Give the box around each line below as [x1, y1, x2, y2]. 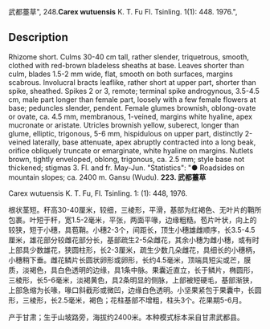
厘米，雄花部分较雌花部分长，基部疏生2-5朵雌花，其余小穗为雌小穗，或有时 [8, 235, 260, 245]
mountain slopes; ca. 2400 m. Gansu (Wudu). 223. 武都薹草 [8, 172, 207, 182]
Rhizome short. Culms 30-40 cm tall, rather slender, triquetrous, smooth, [8, 51, 249, 62]
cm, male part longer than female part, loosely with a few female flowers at [8, 95, 256, 104]
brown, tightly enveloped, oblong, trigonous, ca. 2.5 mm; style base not [8, 154, 245, 164]
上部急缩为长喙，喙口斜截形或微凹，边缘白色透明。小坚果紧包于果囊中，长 [8, 285, 255, 294]
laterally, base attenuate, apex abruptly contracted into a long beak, [32, 137, 256, 147]
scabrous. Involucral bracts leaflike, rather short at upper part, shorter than [8, 77, 257, 87]
